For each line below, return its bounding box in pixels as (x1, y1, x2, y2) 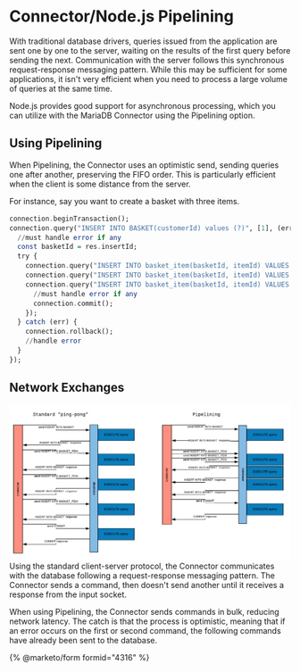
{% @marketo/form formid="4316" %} (9, 651, 150, 662)
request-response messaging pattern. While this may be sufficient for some (9, 64, 287, 75)
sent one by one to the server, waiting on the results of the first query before (9, 45, 291, 55)
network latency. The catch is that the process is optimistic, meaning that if (9, 616, 286, 626)
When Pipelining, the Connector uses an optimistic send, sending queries (9, 159, 279, 170)
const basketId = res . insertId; (17, 243, 138, 252)
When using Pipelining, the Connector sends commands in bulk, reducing (9, 606, 279, 617)
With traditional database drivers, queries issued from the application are (9, 36, 278, 46)
